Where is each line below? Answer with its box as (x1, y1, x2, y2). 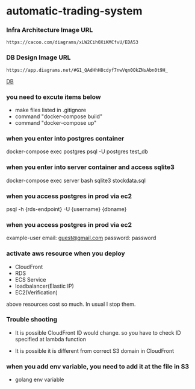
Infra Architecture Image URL (6, 26, 93, 34)
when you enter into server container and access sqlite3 (6, 163, 175, 171)
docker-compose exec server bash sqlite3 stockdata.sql (6, 177, 146, 184)
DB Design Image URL (6, 53, 71, 62)
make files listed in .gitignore (14, 107, 87, 114)
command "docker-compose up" (14, 119, 97, 127)
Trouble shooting (6, 315, 58, 324)
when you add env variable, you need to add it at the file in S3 (6, 362, 190, 370)
